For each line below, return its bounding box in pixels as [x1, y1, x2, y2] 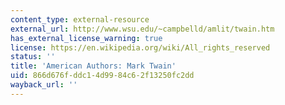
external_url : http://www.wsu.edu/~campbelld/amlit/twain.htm [10, 24, 275, 34]
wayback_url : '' [10, 80, 78, 90]
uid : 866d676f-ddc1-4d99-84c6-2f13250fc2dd [10, 71, 195, 81]
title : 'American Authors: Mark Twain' [10, 61, 177, 71]
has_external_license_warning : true [10, 33, 163, 43]
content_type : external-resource [10, 14, 150, 25]
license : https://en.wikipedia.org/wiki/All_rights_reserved [10, 42, 271, 53]
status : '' [10, 52, 56, 62]
